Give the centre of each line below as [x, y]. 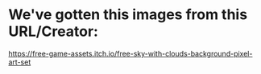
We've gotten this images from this [128, 15]
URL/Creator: [54, 31]
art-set [20, 62]
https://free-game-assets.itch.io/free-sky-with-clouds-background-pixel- [130, 53]
